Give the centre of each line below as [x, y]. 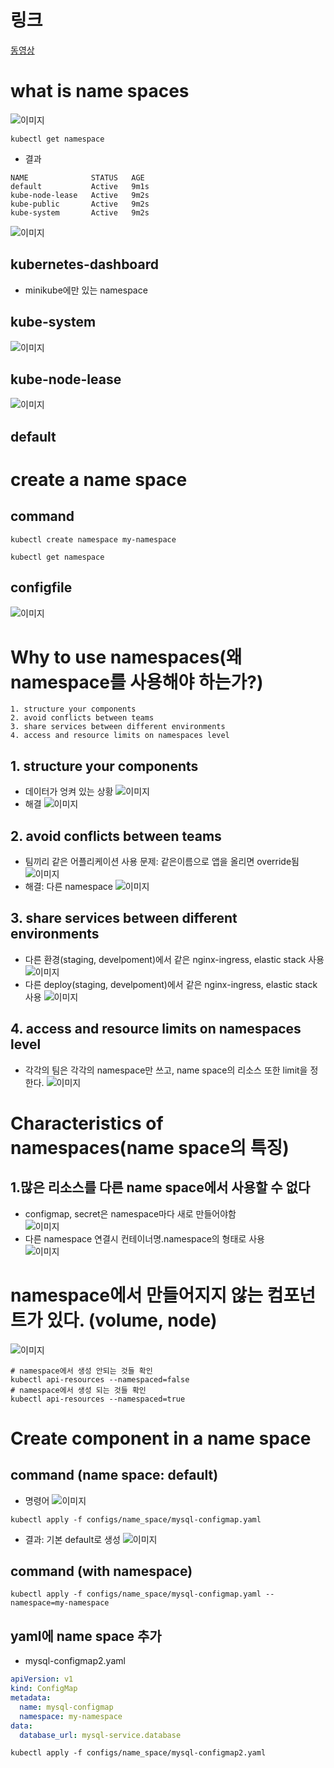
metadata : [31, 1698]
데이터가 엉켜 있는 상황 [69, 792]
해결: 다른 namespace [68, 887]
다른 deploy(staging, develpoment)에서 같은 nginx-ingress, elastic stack [171, 984]
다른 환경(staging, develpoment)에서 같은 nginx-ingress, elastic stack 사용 [174, 959]
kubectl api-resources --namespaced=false [100, 1379]
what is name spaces [100, 91]
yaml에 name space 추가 [86, 1636]
